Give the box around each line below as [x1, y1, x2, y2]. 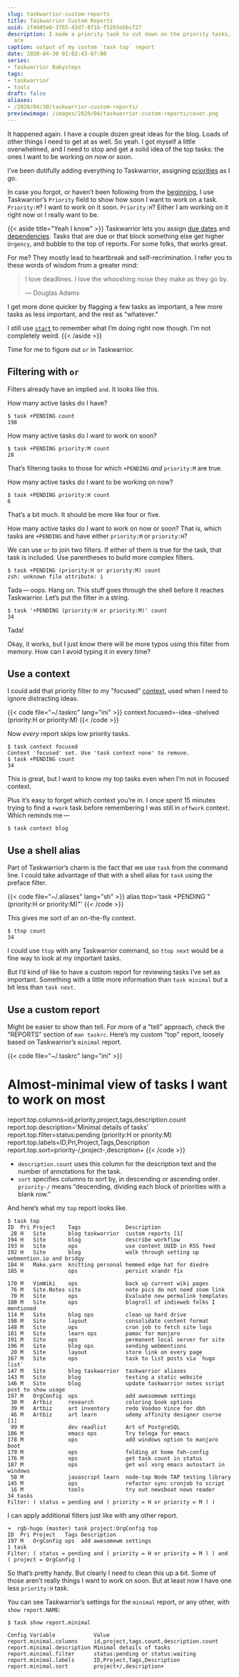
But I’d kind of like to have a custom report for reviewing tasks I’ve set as [7, 968, 221, 977]
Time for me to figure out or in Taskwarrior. [7, 345, 134, 353]
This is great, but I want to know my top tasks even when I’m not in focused [7, 775, 230, 783]
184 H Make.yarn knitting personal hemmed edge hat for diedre [7, 1261, 209, 1268]
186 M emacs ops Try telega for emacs [7, 1429, 190, 1437]
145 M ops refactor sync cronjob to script [7, 1479, 225, 1487]
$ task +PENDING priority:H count [7, 491, 111, 498]
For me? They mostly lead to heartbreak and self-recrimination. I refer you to [7, 253, 233, 261]
